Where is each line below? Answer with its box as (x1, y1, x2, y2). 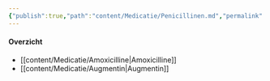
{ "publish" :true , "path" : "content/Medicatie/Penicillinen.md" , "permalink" (8, 11, 264, 20)
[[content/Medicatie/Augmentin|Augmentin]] (19, 63, 169, 73)
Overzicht (8, 37, 43, 47)
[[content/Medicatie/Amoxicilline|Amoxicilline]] (19, 54, 177, 65)
